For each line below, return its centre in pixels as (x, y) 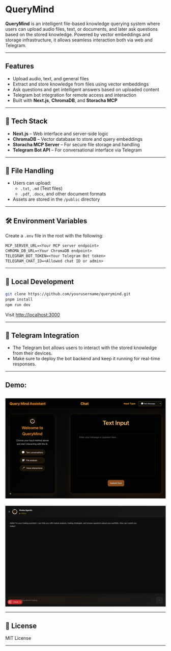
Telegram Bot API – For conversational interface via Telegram (77, 150)
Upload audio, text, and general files (51, 78)
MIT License (18, 638)
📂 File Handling (30, 171)
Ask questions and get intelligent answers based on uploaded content (86, 89)
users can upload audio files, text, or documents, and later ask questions (81, 29)
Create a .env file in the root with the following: (54, 236)
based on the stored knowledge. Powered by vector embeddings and (78, 34)
